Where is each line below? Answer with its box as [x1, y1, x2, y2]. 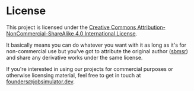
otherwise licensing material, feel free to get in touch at [6, 71, 141, 79]
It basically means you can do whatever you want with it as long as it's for [6, 41, 187, 48]
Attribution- [137, 24, 166, 31]
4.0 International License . [75, 30, 138, 37]
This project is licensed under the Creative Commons [6, 24, 136, 31]
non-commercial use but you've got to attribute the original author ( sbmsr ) [6, 47, 189, 54]
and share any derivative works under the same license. [6, 54, 143, 61]
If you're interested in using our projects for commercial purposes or [6, 65, 174, 72]
